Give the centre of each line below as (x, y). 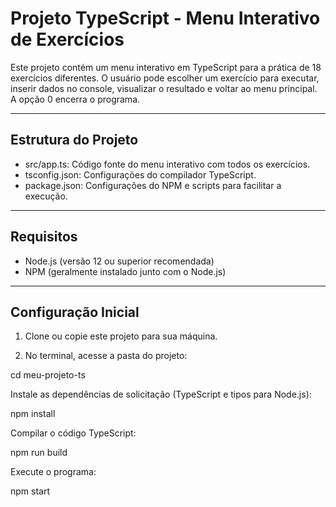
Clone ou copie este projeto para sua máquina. (121, 336)
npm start (30, 491)
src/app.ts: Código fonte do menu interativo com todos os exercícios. (167, 164)
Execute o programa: (53, 472)
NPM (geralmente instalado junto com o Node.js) (125, 271)
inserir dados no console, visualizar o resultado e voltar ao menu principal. (164, 88)
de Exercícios (67, 39)
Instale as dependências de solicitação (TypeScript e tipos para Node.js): (161, 394)
